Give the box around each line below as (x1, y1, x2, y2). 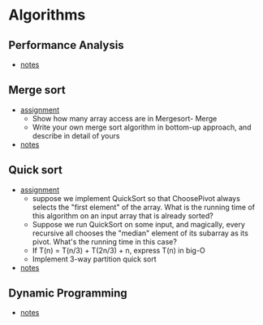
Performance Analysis (8, 38, 124, 52)
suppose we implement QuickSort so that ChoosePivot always (32, 193, 241, 203)
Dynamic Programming (8, 287, 127, 301)
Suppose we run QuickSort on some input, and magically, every (32, 219, 246, 229)
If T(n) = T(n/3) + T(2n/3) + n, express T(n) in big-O (32, 245, 205, 255)
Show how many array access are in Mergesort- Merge (32, 113, 218, 123)
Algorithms (8, 6, 86, 24)
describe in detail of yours (32, 130, 120, 140)
